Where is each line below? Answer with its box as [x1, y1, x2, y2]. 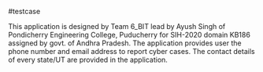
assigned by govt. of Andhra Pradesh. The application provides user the [8, 38, 242, 48]
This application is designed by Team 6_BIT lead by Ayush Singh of [8, 22, 226, 31]
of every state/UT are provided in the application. [8, 55, 168, 64]
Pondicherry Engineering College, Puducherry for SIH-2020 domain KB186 [8, 31, 250, 39]
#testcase [8, 7, 41, 16]
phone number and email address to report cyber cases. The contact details [8, 47, 255, 56]
